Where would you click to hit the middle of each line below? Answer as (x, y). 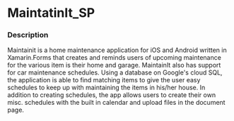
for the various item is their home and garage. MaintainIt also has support (114, 65)
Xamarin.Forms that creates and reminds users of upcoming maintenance (114, 58)
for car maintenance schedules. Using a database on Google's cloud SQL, (115, 72)
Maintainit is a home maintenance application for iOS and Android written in (117, 50)
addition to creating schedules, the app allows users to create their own (112, 95)
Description (28, 35)
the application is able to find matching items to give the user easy (104, 80)
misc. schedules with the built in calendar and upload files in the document (116, 103)
